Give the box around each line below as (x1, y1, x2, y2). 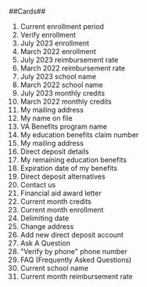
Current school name (20, 263, 89, 273)
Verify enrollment (20, 31, 77, 39)
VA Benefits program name (20, 122, 108, 131)
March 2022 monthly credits (20, 97, 112, 106)
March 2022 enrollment (20, 47, 96, 56)
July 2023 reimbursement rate (20, 55, 119, 64)
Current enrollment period (20, 22, 105, 31)
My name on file (20, 114, 73, 122)
